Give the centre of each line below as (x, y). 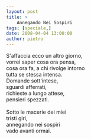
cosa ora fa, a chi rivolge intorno (45, 68)
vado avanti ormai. (29, 131)
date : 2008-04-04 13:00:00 (39, 34)
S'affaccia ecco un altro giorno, (44, 56)
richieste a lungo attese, (35, 93)
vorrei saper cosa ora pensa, (41, 62)
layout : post (22, 11)
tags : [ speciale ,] (29, 28)
